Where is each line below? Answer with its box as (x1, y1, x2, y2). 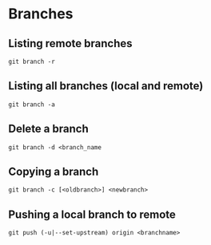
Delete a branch (8, 122, 90, 136)
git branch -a (8, 101, 56, 109)
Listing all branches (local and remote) (8, 79, 204, 93)
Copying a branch (8, 165, 99, 179)
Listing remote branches (8, 37, 133, 50)
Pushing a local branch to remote (8, 207, 176, 221)
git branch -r (8, 57, 56, 65)
